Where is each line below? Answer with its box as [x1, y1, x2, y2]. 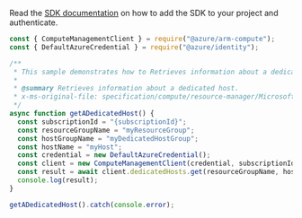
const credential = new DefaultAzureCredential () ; [17, 151, 211, 160]
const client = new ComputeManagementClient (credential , [17, 159, 235, 169]
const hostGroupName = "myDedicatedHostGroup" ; [17, 134, 200, 143]
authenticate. [9, 17, 58, 28]
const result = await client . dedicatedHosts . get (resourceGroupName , [17, 168, 280, 177]
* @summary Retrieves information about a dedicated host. [13, 84, 240, 93]
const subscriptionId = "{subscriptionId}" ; [17, 117, 187, 126]
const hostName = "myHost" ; [17, 143, 123, 152]
